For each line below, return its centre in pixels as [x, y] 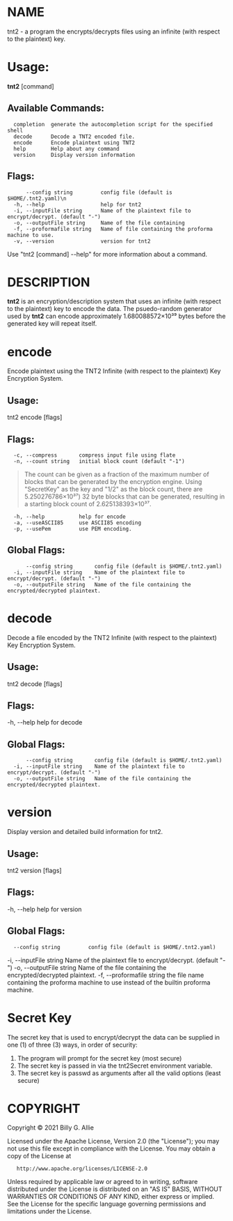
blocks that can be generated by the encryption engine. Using [113, 481]
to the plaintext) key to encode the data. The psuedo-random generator [110, 309]
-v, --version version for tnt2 [82, 241]
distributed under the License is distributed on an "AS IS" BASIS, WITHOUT [115, 1189]
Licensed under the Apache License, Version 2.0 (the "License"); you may [113, 1142]
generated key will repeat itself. [52, 324]
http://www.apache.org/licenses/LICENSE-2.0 [82, 1169]
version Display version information [74, 155]
